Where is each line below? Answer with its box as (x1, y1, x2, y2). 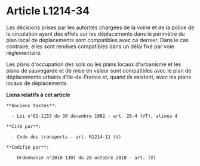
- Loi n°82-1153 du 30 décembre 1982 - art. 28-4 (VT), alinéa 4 (11, 113, 178, 119)
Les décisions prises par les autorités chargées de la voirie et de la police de (6, 24, 195, 31)
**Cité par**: (6, 123, 42, 129)
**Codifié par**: (6, 144, 50, 150)
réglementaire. (6, 49, 42, 56)
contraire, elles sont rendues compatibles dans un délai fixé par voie (6, 43, 174, 50)
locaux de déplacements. (6, 79, 69, 87)
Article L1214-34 (6, 4, 90, 18)
